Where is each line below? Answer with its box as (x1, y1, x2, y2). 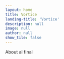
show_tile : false (5, 35, 42, 40)
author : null (5, 30, 33, 35)
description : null (5, 21, 44, 26)
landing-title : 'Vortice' (5, 16, 59, 21)
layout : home (5, 7, 33, 12)
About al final (5, 48, 33, 55)
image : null (5, 26, 30, 31)
